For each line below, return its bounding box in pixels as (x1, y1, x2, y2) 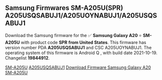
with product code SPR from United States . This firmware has (21, 39, 146, 45)
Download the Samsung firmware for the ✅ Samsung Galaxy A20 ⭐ (5, 32, 142, 38)
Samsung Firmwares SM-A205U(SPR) (5, 4, 123, 12)
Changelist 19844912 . (5, 55, 50, 60)
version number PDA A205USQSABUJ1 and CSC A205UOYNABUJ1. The (5, 44, 152, 50)
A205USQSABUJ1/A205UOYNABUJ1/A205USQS (5, 12, 158, 20)
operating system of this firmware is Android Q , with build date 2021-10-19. (5, 50, 158, 56)
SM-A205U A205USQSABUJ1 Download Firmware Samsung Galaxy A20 (5, 64, 151, 70)
